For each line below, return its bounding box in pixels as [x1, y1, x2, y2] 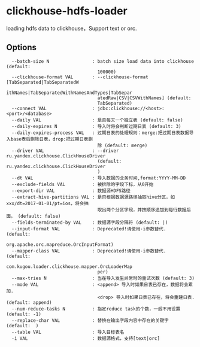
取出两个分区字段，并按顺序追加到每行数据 [97, 206, 187, 213]
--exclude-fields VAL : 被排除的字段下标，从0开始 [11, 181, 154, 187]
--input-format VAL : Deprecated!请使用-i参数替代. [11, 226, 166, 232]
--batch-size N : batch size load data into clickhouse [11, 58, 195, 64]
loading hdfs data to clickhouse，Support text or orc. [6, 25, 137, 32]
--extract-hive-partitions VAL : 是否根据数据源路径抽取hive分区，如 [11, 194, 175, 200]
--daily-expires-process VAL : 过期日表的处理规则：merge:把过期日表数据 [11, 130, 190, 136]
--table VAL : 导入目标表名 [11, 329, 125, 335]
